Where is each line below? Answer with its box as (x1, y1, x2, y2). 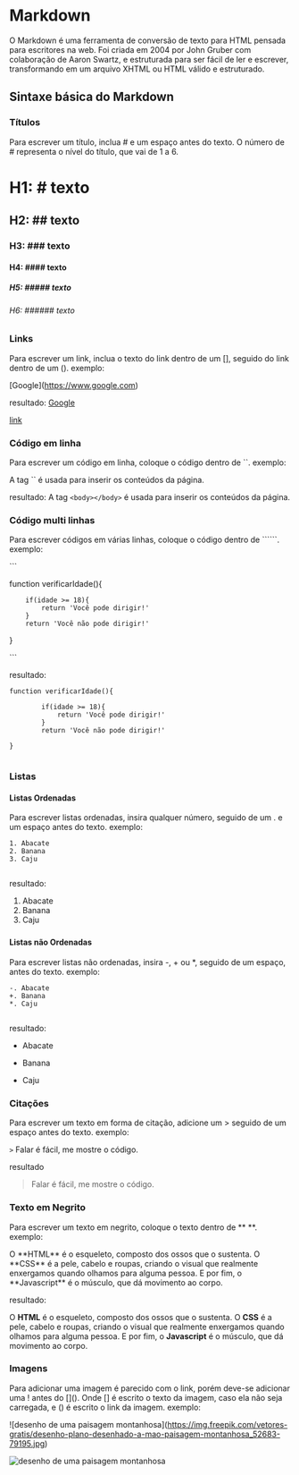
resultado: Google (9, 397, 76, 408)
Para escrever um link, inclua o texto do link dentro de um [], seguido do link (9, 352, 290, 363)
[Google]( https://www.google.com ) (9, 379, 138, 390)
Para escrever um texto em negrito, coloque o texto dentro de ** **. (9, 1222, 257, 1233)
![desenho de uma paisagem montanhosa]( (9, 1419, 168, 1429)
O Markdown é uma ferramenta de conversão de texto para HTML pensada (9, 35, 287, 46)
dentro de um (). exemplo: (9, 362, 105, 373)
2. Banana (9, 847, 46, 856)
